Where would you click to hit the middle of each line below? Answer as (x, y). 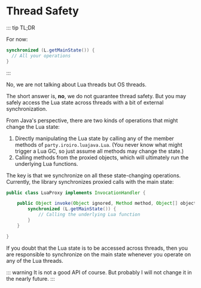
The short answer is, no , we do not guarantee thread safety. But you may (96, 96)
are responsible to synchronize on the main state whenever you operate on (99, 254)
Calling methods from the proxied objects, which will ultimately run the (102, 157)
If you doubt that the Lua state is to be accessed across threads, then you (97, 248)
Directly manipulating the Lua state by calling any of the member (95, 138)
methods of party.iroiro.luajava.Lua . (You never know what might (98, 144)
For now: (17, 39)
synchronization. (27, 108)
